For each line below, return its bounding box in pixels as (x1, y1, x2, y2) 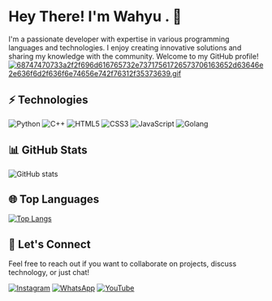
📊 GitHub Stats (8, 144, 88, 157)
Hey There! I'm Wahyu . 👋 (8, 7, 183, 26)
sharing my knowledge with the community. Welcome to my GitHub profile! (8, 51, 259, 61)
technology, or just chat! (8, 268, 90, 277)
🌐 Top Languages (8, 192, 100, 206)
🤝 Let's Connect (8, 237, 91, 251)
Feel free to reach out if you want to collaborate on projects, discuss (8, 259, 237, 269)
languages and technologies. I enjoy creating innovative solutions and (8, 42, 242, 52)
